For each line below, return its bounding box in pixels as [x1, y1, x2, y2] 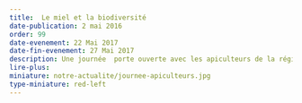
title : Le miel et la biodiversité [9, 13, 147, 22]
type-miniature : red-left [9, 80, 106, 89]
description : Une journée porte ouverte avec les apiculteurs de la [9, 55, 276, 64]
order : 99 [9, 30, 47, 39]
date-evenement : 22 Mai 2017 [9, 38, 119, 47]
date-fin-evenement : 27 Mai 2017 [9, 47, 135, 56]
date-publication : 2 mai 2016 [9, 21, 123, 30]
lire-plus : [9, 64, 50, 73]
